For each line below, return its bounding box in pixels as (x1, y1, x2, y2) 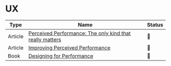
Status (147, 21, 163, 28)
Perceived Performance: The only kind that (28, 30, 131, 37)
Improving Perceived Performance (28, 44, 110, 51)
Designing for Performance (28, 52, 94, 59)
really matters (28, 36, 62, 43)
